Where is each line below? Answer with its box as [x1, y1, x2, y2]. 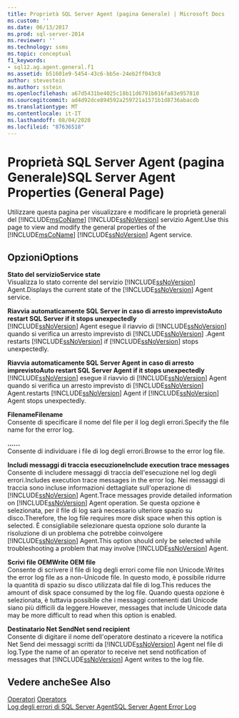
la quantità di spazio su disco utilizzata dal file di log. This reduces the [7, 581, 212, 590]
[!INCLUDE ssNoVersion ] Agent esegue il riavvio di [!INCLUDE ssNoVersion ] [7, 322, 227, 330]
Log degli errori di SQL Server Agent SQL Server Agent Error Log [7, 702, 196, 711]
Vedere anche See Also [7, 676, 111, 688]
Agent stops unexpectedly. [7, 397, 87, 405]
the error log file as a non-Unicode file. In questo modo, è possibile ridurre [7, 573, 226, 582]
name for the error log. [7, 425, 74, 434]
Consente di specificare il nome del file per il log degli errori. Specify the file [7, 418, 230, 427]
